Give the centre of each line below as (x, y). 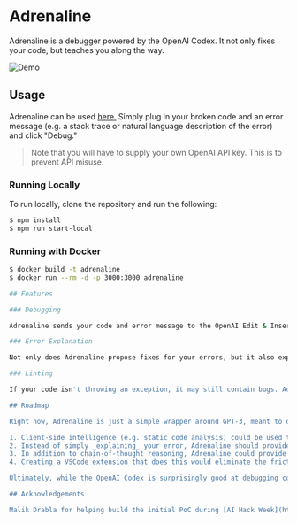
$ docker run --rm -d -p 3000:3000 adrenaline (96, 277)
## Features (31, 294)
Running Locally (45, 185)
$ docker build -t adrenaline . (69, 270)
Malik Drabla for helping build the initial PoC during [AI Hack (132, 510)
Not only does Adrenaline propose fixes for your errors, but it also (142, 358)
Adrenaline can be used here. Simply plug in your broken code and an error (146, 116)
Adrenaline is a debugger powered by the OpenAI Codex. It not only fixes (142, 41)
